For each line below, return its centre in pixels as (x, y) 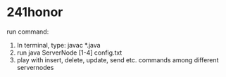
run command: (28, 31)
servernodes (35, 67)
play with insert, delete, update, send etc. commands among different (118, 59)
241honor (35, 12)
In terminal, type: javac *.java (58, 45)
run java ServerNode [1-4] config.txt (69, 52)
